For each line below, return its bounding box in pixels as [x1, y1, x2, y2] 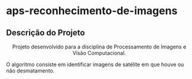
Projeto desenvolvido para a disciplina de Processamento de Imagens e [12, 43, 187, 50]
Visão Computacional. [72, 50, 126, 57]
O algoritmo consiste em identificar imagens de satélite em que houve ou [6, 61, 184, 68]
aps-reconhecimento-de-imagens [6, 4, 178, 18]
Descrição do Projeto [6, 28, 85, 38]
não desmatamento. [6, 67, 55, 74]
